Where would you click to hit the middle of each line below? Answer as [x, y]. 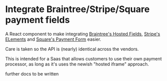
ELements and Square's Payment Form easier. [53, 39]
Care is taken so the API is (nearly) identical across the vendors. [72, 49]
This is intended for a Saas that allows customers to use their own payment [83, 58]
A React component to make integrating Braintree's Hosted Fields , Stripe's [83, 34]
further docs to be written [32, 73]
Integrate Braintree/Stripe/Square [78, 9]
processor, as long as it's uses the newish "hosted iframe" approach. [77, 64]
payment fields [37, 20]
